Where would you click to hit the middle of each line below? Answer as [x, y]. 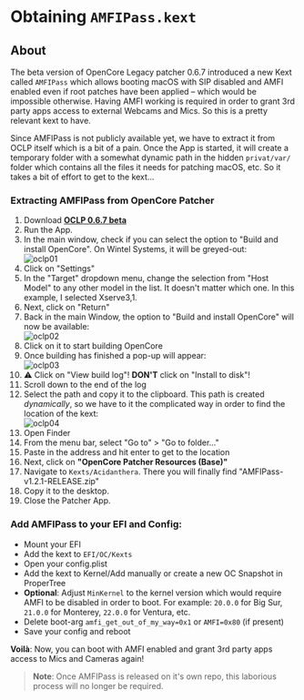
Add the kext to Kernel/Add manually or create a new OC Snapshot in [153, 573]
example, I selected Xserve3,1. [80, 298]
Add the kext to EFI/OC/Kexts [78, 553]
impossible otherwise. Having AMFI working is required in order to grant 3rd [152, 101]
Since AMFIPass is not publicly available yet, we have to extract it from [143, 138]
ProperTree [45, 583]
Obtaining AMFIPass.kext [103, 17]
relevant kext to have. [51, 121]
